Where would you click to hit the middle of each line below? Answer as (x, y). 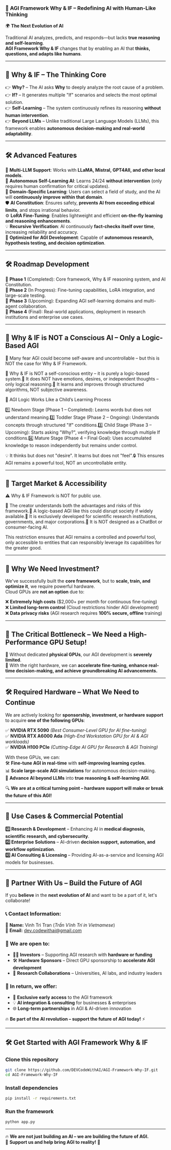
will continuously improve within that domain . (54, 197)
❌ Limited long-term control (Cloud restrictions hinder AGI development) (82, 608)
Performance (27, 642)
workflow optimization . (30, 849)
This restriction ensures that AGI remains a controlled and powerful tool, (81, 537)
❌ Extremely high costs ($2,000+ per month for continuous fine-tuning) (81, 602)
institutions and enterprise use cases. (45, 317)
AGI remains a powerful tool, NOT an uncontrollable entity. (66, 462)
